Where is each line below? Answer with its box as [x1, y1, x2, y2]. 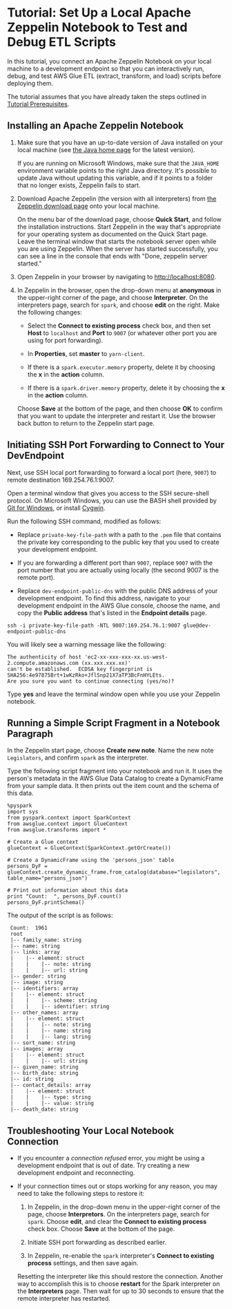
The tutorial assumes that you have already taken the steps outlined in [7, 92, 207, 101]
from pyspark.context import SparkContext [7, 814, 131, 822]
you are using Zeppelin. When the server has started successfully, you [17, 244, 218, 253]
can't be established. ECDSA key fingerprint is [7, 666, 153, 672]
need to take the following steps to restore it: [17, 1189, 145, 1198]
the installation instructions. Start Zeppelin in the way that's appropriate [17, 223, 221, 231]
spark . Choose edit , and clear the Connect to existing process [27, 1218, 207, 1226]
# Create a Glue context [7, 838, 79, 846]
